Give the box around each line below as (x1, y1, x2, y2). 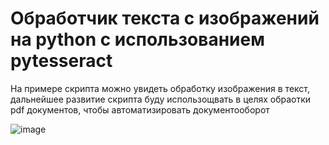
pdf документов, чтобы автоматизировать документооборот (10, 103, 270, 116)
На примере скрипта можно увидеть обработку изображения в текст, (10, 82, 310, 94)
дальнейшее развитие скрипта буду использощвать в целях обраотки (10, 93, 312, 105)
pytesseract (10, 50, 113, 72)
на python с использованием (10, 28, 265, 51)
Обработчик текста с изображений (10, 7, 320, 30)
